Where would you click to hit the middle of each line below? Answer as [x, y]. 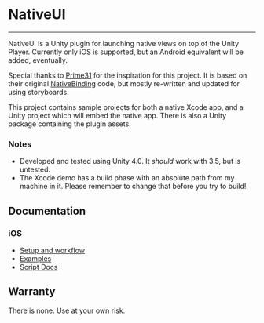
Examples [35, 258]
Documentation [47, 210]
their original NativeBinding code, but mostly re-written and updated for [124, 83]
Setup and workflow [52, 250]
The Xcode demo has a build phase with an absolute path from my [127, 178]
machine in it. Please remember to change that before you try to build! [133, 187]
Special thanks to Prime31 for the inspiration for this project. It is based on [128, 75]
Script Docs [38, 267]
